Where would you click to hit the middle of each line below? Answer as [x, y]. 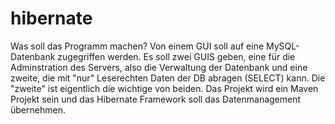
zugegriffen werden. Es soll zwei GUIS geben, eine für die [176, 56]
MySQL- [283, 46]
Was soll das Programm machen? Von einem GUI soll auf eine [137, 46]
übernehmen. [38, 109]
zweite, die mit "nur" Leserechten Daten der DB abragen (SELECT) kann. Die [168, 78]
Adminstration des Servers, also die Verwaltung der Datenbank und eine [159, 67]
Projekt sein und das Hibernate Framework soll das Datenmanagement [156, 99]
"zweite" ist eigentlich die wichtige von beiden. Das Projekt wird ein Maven [164, 88]
